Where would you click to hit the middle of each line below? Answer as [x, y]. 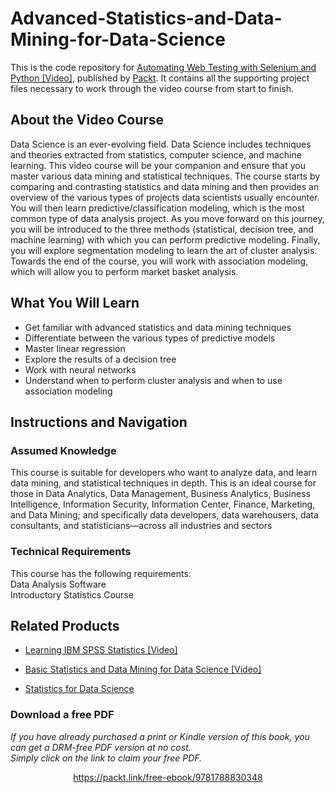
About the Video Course [87, 120]
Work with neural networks [80, 369]
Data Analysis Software [58, 584]
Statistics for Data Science [79, 689]
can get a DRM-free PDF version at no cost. [101, 747]
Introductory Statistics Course [72, 594]
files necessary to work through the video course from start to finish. [152, 88]
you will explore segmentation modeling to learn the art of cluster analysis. [164, 250]
